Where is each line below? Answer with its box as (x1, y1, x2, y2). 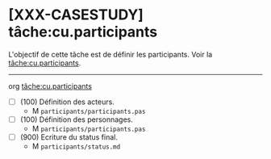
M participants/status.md (31, 141, 121, 151)
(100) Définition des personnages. (19, 115, 133, 124)
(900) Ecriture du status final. (19, 132, 119, 142)
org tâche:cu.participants (8, 81, 93, 90)
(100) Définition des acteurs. (19, 97, 115, 107)
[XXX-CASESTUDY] (8, 6, 144, 24)
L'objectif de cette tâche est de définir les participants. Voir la (8, 49, 213, 59)
